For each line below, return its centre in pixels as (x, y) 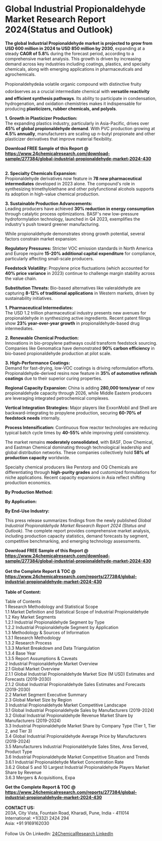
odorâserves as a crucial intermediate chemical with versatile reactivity (77, 91)
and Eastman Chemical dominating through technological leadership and (78, 447)
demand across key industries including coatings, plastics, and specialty (78, 64)
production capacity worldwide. (38, 457)
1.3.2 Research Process (28, 643)
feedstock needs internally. (33, 418)
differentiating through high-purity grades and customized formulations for (81, 472)
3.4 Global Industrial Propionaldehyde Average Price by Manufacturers (76, 736)
